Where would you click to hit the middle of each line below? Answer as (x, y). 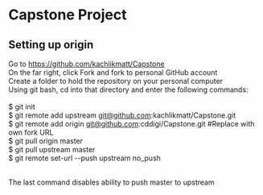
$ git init (22, 107)
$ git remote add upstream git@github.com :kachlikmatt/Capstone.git (122, 115)
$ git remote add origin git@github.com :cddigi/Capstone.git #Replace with (131, 124)
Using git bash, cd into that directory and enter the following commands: (128, 89)
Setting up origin (51, 45)
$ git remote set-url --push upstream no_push (84, 158)
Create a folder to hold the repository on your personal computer (116, 81)
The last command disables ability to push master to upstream (111, 182)
